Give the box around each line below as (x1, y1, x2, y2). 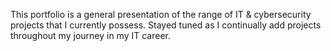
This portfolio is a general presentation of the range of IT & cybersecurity (10, 9, 312, 20)
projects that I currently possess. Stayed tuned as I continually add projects (10, 19, 322, 31)
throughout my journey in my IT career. (10, 30, 171, 41)
